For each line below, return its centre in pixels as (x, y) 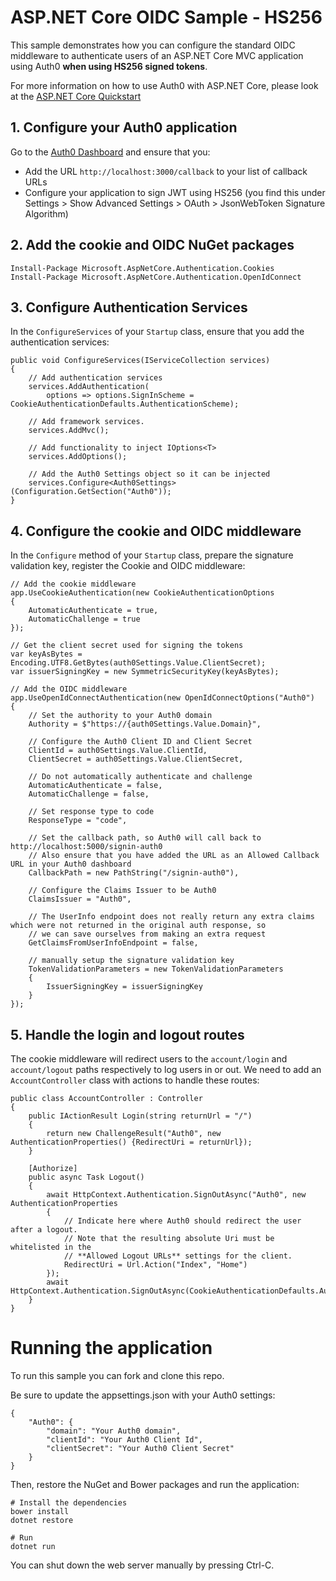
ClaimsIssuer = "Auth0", (80, 899)
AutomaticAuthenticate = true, (93, 611)
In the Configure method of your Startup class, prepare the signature (152, 555)
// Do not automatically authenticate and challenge (140, 777)
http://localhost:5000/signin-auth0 (86, 847)
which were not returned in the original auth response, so (138, 926)
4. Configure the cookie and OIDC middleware (156, 531)
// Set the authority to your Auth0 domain (120, 716)
